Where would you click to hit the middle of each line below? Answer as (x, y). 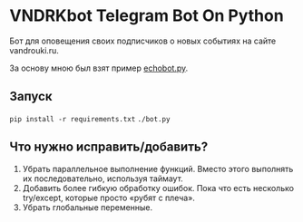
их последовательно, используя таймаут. (103, 179)
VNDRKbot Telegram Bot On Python (147, 16)
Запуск (31, 97)
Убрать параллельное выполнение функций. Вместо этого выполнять (158, 169)
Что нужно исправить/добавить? (109, 147)
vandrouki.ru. (34, 50)
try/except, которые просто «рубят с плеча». (108, 198)
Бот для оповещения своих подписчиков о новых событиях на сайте (143, 41)
